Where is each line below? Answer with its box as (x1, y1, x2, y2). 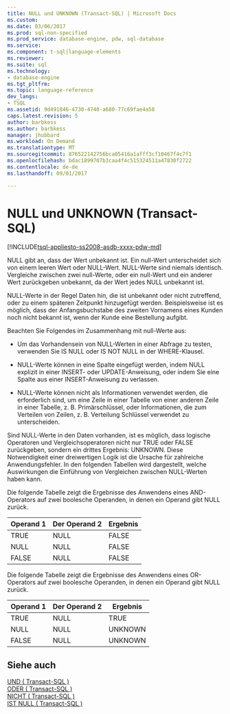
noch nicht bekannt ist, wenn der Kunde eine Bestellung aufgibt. (7, 314, 189, 322)
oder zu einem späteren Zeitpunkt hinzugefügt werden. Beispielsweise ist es (7, 299, 224, 307)
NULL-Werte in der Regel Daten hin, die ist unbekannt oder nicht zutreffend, (7, 292, 222, 300)
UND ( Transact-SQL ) (7, 678, 70, 686)
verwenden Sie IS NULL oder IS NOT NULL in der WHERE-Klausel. (16, 347, 205, 356)
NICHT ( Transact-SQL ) (7, 692, 76, 700)
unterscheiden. (16, 418, 60, 426)
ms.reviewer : (7, 55, 45, 62)
